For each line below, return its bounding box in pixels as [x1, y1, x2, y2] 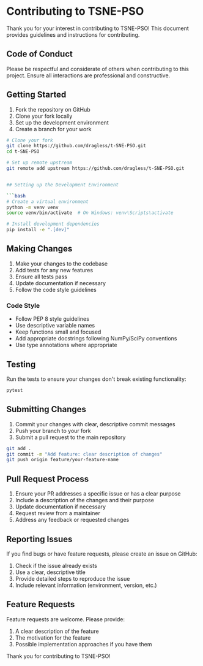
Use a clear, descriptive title [15, 568, 86, 576]
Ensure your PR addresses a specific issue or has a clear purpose [15, 490, 181, 497]
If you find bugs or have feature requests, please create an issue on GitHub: [6, 550, 197, 557]
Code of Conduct [6, 49, 73, 59]
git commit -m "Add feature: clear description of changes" [6, 451, 163, 457]
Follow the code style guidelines [15, 286, 97, 293]
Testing [6, 359, 36, 369]
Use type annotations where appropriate [15, 342, 117, 349]
